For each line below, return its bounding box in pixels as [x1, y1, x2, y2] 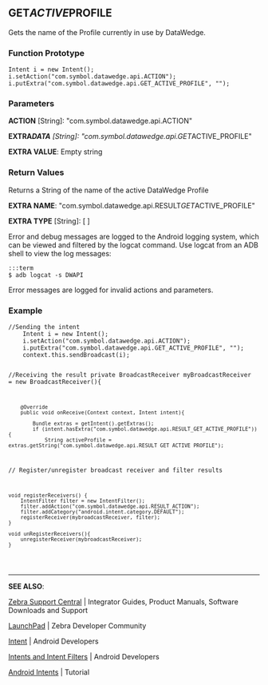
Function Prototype [8, 47, 85, 58]
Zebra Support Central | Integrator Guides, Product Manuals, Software [8, 597, 239, 607]
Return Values [8, 167, 65, 178]
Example [8, 305, 43, 316]
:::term [8, 263, 34, 272]
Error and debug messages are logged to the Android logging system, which [8, 232, 259, 241]
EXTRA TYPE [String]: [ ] [8, 216, 90, 226]
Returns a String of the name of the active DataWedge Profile [8, 185, 209, 195]
